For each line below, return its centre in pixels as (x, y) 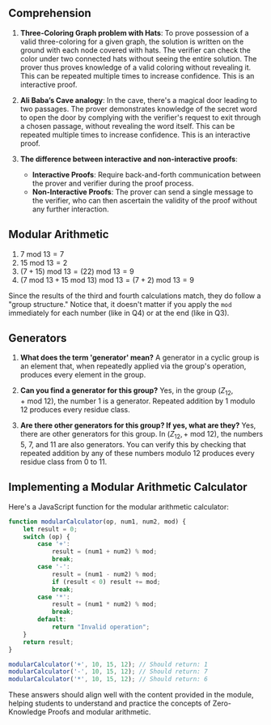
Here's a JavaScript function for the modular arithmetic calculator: (119, 506)
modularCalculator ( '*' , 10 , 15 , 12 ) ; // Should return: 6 (108, 680)
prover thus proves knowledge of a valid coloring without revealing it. (135, 67)
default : (52, 620)
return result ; (49, 642)
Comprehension (50, 13)
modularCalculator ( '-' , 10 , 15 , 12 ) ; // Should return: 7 (108, 672)
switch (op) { (47, 537)
